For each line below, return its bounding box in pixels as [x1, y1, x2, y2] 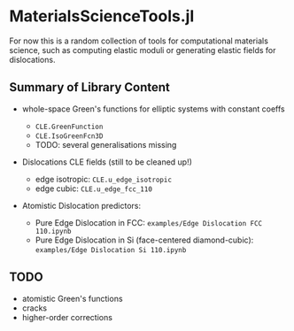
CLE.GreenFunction [35, 122, 104, 131]
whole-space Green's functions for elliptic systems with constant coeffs [21, 104, 285, 114]
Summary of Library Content [9, 80, 171, 95]
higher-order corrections [21, 312, 113, 322]
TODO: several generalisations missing [35, 139, 177, 150]
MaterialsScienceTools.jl [9, 6, 195, 27]
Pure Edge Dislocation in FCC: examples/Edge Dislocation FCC [35, 217, 263, 227]
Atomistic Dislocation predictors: [21, 200, 142, 211]
